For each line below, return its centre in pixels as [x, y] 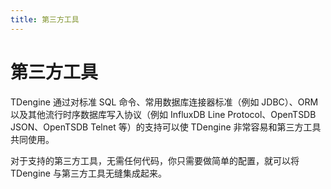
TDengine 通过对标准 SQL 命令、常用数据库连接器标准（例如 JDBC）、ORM [164, 102]
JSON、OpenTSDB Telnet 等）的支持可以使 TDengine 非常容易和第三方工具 [166, 127]
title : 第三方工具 [45, 19]
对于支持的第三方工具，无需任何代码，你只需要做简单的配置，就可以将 [155, 160]
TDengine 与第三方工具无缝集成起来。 [88, 173]
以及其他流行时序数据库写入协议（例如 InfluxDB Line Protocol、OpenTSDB [163, 114]
